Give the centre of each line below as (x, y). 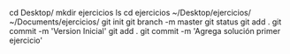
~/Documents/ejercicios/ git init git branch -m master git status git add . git (145, 22)
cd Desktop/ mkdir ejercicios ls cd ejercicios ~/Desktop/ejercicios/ (130, 13)
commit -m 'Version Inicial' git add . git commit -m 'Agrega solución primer (145, 31)
